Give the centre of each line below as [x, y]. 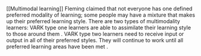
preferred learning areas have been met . [57, 46]
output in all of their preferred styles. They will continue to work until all [95, 40]
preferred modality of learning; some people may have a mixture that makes [101, 15]
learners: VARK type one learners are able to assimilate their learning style [99, 27]
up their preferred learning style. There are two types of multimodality [93, 21]
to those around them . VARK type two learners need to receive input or [95, 34]
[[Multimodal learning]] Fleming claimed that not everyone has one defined [100, 9]
